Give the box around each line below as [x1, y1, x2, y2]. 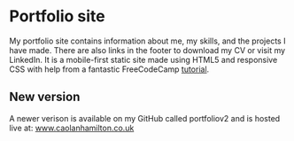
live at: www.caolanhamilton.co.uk [9, 122, 135, 133]
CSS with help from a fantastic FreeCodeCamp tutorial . [9, 64, 210, 74]
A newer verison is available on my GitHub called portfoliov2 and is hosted [9, 113, 281, 123]
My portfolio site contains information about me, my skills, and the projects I [9, 35, 286, 46]
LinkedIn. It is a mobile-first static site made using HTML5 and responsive [9, 54, 278, 65]
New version [9, 90, 81, 105]
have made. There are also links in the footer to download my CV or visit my [9, 44, 286, 55]
